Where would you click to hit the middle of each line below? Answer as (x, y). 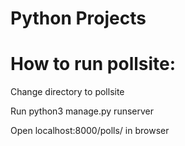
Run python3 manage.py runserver (82, 111)
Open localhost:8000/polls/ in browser (90, 131)
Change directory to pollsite (67, 92)
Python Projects (78, 18)
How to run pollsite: (93, 64)
